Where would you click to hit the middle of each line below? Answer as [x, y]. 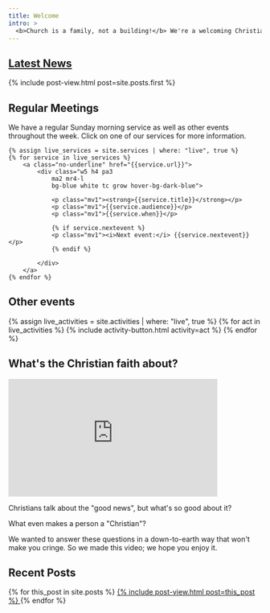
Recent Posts [42, 573]
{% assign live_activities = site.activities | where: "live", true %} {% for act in [134, 321]
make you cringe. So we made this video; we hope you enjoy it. [113, 547]
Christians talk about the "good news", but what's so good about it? [120, 508]
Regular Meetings [53, 108]
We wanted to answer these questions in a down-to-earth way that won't [129, 539]
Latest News [40, 63]
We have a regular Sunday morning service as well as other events [119, 127]
